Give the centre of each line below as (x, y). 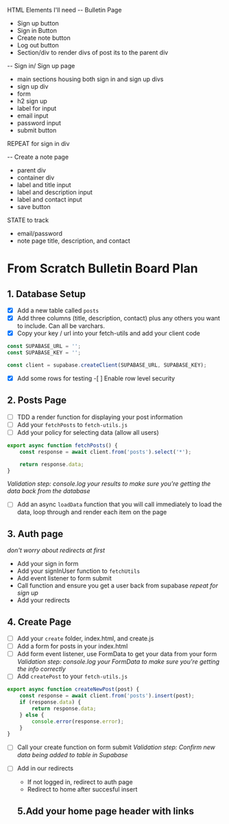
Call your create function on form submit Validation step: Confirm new (116, 747)
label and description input (55, 192)
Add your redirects (44, 600)
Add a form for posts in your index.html (72, 647)
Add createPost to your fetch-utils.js (72, 676)
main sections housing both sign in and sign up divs (90, 79)
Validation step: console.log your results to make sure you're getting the (109, 484)
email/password (40, 234)
